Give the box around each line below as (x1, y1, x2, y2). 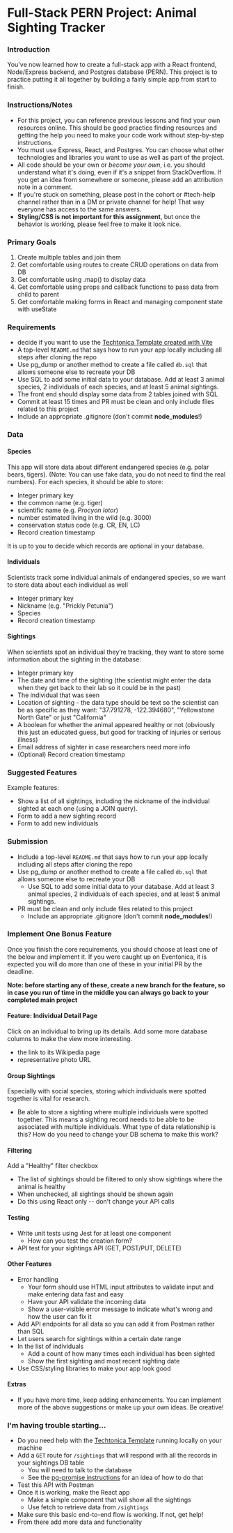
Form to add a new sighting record (17, 812, 117, 821)
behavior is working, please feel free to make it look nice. (17, 220, 182, 228)
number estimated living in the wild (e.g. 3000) (17, 513, 152, 521)
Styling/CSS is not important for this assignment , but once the (17, 212, 200, 220)
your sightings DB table (17, 1458, 85, 1467)
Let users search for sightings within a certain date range (17, 1334, 182, 1343)
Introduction (7, 45, 50, 54)
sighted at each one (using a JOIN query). (17, 805, 138, 813)
